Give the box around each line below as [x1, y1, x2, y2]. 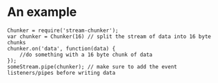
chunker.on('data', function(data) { [7, 45, 116, 52]
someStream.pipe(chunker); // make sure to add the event [7, 63, 177, 70]
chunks [7, 39, 26, 46]
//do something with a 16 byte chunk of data [19, 51, 153, 58]
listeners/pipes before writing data [7, 69, 116, 76]
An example [7, 4, 77, 20]
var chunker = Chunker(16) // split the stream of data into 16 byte [7, 33, 212, 40]
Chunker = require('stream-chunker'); [7, 27, 119, 34]
